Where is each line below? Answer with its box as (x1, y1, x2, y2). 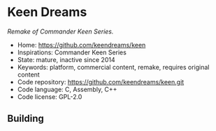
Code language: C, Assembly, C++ (17, 85, 117, 93)
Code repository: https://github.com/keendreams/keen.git (17, 77, 185, 86)
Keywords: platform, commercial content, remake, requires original (17, 63, 210, 71)
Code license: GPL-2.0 (17, 92, 82, 101)
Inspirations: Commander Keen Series (17, 48, 127, 56)
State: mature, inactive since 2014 (17, 55, 115, 63)
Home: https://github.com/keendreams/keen (17, 40, 146, 49)
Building (7, 113, 44, 125)
